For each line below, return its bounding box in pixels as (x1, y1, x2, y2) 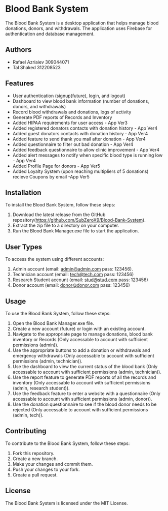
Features (5, 79, 34, 88)
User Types (5, 243, 43, 251)
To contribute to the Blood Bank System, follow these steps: (5, 440, 130, 446)
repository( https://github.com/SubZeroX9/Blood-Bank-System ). (12, 217, 146, 223)
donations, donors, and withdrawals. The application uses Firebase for (5, 25, 152, 31)
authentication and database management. (5, 31, 95, 37)
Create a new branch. (12, 456, 58, 462)
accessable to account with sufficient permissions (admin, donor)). (12, 396, 153, 402)
